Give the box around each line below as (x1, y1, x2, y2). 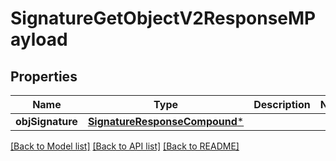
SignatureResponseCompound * (87, 115, 245, 128)
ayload (10, 28, 68, 51)
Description (253, 98, 311, 111)
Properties (10, 68, 78, 85)
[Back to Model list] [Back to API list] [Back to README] (10, 140, 240, 152)
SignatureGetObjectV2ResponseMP (10, 7, 317, 30)
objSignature (15, 115, 78, 128)
